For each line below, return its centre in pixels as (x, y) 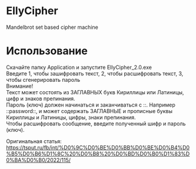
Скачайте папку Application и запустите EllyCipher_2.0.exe (79, 67)
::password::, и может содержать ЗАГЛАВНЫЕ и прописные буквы (89, 111)
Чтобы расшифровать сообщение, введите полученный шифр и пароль (96, 123)
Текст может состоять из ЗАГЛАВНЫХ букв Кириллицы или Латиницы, (95, 92)
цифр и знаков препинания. (41, 98)
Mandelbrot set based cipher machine (52, 27)
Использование (47, 51)
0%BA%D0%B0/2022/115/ (39, 160)
